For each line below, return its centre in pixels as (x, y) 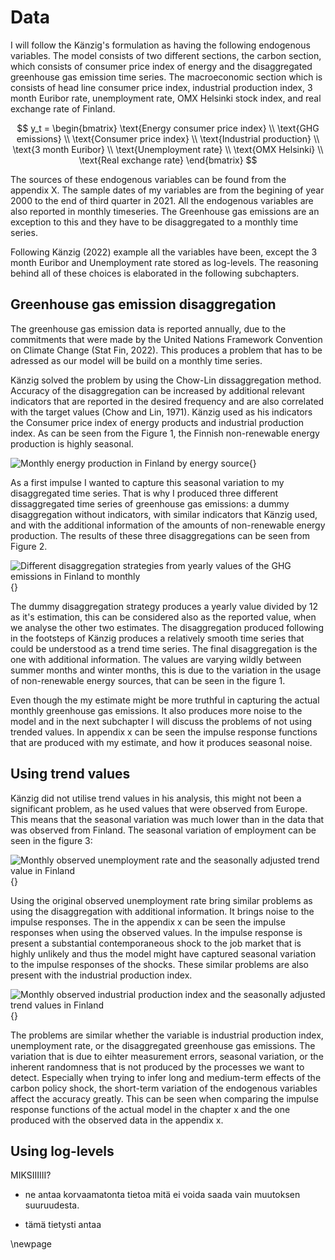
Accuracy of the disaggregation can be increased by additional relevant (157, 390)
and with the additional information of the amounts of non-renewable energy (168, 525)
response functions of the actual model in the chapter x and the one (150, 1109)
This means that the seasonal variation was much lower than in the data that (167, 819)
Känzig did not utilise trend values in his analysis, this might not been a (156, 798)
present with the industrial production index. (101, 975)
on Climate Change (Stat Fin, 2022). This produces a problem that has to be (166, 350)
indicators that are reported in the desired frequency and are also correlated (167, 401)
